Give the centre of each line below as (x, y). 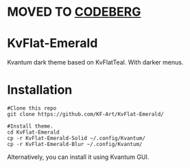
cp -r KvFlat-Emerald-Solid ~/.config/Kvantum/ (76, 139)
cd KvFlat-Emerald (33, 132)
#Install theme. (30, 127)
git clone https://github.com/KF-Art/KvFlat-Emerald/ (86, 115)
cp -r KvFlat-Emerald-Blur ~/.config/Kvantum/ (75, 145)
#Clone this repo (32, 108)
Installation (40, 90)
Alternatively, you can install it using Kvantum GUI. (78, 157)
